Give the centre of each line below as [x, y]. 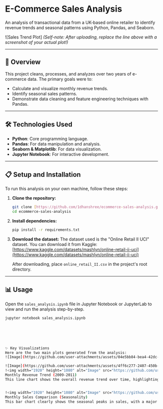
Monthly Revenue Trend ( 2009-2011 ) [41, 375]
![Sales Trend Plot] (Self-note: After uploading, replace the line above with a [81, 37]
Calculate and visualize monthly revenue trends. [60, 88]
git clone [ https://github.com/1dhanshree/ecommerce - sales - [74, 207]
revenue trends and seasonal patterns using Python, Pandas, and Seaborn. [80, 27]
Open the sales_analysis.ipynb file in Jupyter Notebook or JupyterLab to [78, 304]
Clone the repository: [34, 198]
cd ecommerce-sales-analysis [41, 212]
